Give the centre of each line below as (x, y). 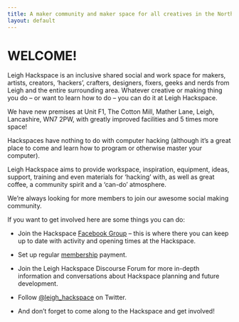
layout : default (31, 21)
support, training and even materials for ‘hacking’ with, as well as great (111, 177)
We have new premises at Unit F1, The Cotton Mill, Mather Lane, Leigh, (111, 112)
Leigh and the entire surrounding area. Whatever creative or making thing (115, 90)
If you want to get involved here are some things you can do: (96, 220)
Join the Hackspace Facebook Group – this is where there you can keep (123, 234)
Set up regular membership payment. (72, 255)
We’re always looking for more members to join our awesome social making (118, 198)
